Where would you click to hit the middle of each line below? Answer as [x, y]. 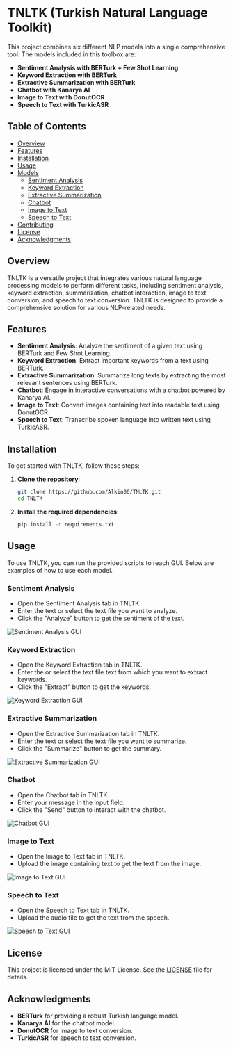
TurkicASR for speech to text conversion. [77, 1038]
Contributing [35, 225]
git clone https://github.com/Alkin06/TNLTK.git [89, 492]
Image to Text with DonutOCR [61, 97]
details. [18, 977]
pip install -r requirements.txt [66, 524]
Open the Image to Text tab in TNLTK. [71, 856]
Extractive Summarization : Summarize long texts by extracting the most [121, 375]
